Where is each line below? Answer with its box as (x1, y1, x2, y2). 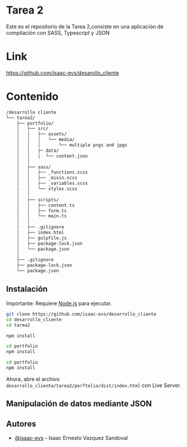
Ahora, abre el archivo (6, 375, 60, 382)
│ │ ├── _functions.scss (16, 169, 88, 175)
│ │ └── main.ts (16, 213, 67, 219)
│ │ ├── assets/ (16, 131, 67, 137)
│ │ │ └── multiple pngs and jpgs (16, 142, 128, 148)
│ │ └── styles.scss (16, 186, 78, 192)
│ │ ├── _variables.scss (16, 181, 88, 186)
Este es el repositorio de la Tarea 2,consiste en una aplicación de (6, 23, 163, 30)
